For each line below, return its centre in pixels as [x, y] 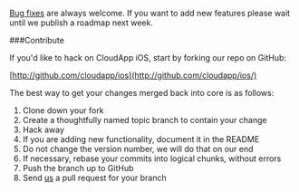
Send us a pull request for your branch [94, 178]
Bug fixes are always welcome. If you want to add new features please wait [150, 13]
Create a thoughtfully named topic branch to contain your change [145, 120]
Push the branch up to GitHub [78, 168]
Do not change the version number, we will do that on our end [138, 149]
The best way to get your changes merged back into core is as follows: [142, 93]
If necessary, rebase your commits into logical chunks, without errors [152, 158]
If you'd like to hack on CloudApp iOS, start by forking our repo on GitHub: [148, 58]
